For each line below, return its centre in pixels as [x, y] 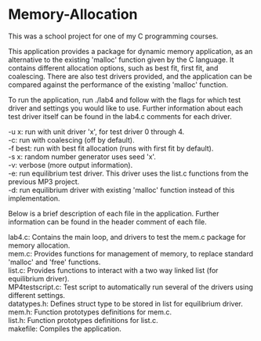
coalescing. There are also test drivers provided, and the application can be [130, 76]
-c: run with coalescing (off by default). [71, 140]
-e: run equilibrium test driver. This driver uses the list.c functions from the [129, 173]
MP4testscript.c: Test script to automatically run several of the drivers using [130, 287]
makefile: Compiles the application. [65, 328]
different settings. [36, 295]
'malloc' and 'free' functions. [54, 262]
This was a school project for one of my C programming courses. [113, 36]
